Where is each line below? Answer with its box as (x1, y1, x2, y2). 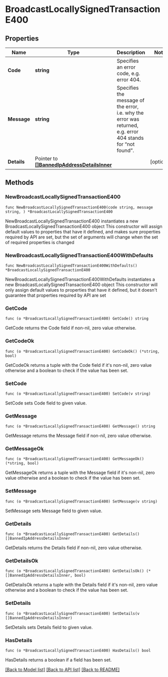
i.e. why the (116, 109, 144, 116)
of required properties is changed (5, 239, 74, 245)
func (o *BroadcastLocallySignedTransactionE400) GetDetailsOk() (5, 569, 144, 574)
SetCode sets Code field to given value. (5, 400, 87, 406)
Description (116, 49, 145, 56)
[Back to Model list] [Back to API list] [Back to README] (5, 666, 120, 672)
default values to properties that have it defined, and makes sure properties (5, 229, 161, 235)
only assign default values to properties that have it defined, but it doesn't (5, 287, 157, 293)
